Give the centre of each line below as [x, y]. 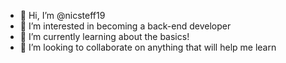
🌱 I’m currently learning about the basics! [104, 36]
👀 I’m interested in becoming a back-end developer [125, 26]
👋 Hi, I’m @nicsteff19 [62, 15]
